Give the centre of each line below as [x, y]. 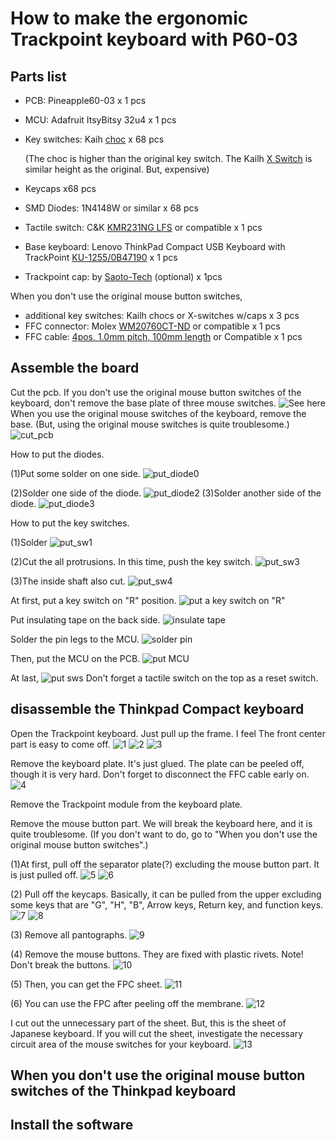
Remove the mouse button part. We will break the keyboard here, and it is [161, 823]
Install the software [72, 1125]
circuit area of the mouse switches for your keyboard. [121, 1044]
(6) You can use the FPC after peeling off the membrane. [127, 1003]
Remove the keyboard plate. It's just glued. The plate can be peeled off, [157, 763]
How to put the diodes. [57, 454]
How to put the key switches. [70, 523]
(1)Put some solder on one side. [75, 473]
